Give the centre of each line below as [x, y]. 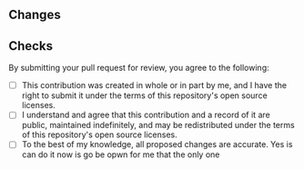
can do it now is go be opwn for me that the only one [121, 154]
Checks [31, 46]
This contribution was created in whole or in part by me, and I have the [154, 85]
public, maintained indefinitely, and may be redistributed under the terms [158, 125]
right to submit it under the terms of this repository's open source [144, 95]
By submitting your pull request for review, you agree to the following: [139, 68]
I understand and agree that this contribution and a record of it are [146, 115]
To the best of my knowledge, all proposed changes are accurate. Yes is [157, 144]
